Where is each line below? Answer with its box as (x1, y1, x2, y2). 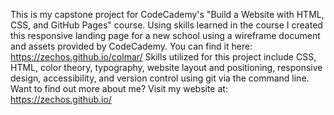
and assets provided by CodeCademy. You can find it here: (10, 40, 253, 52)
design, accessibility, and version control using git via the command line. (10, 72, 310, 84)
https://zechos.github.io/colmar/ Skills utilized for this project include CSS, (10, 51, 317, 63)
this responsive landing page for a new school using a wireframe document (10, 30, 321, 41)
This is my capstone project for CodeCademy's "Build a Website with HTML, (10, 9, 325, 20)
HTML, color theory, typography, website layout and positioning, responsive (10, 62, 323, 73)
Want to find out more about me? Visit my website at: (10, 83, 228, 94)
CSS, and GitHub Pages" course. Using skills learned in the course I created (10, 19, 323, 31)
